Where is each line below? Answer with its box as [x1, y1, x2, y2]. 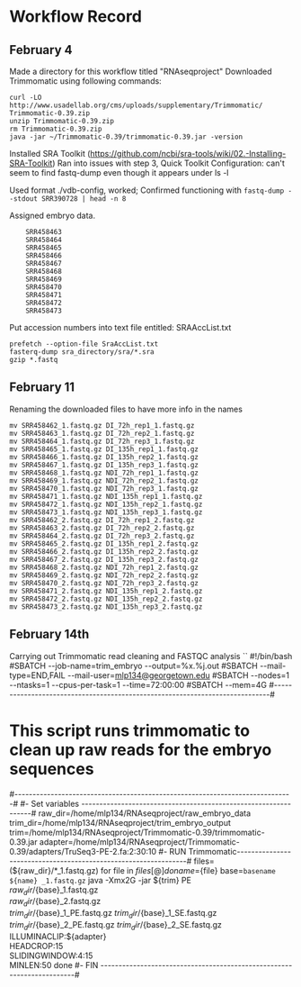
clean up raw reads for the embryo [9, 739, 272, 760]
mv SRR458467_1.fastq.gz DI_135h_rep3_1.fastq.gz [9, 460, 199, 469]
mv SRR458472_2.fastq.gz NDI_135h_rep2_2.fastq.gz [9, 594, 203, 603]
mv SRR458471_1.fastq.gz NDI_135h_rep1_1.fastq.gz [9, 492, 203, 501]
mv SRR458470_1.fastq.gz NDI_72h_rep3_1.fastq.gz [9, 484, 199, 493]
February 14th [9, 627, 90, 642]
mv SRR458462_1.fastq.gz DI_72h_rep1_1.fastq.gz [9, 421, 195, 430]
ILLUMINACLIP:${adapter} [9, 930, 107, 942]
